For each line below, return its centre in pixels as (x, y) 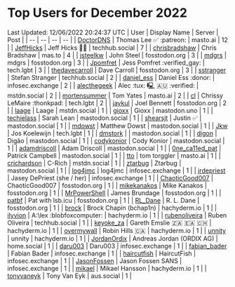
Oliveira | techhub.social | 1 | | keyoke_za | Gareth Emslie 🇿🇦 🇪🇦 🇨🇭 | (109, 222)
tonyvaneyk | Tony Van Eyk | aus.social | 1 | (69, 276)
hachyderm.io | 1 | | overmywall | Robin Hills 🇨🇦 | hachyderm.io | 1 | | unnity (117, 230)
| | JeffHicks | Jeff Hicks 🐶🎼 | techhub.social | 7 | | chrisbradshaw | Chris (112, 48)
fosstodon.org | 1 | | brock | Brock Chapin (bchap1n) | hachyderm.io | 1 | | (112, 208)
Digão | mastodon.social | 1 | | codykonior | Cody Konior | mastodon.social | (116, 140)
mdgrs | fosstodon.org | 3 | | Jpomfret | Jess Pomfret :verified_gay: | (106, 62)
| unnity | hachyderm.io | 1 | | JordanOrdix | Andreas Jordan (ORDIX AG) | (113, 238)
